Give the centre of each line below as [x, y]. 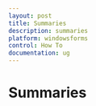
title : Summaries [38, 23]
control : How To [35, 46]
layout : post [30, 16]
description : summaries [48, 31]
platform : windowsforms [48, 38]
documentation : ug [39, 53]
